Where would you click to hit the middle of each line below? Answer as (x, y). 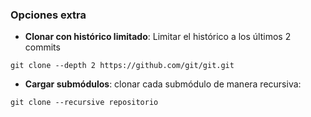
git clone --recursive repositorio (84, 103)
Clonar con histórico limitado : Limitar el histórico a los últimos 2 (158, 37)
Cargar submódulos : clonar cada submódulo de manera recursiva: (163, 84)
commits (42, 47)
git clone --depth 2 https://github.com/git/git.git (122, 66)
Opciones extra (48, 15)
